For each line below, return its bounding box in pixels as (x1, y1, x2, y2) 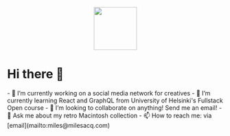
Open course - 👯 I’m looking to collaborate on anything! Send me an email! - (7, 103, 222, 112)
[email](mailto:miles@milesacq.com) (7, 121, 111, 129)
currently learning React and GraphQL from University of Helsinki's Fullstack (7, 96, 223, 104)
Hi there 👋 (7, 67, 64, 82)
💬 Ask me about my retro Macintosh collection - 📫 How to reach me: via (7, 111, 212, 120)
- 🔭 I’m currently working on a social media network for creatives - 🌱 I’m (7, 89, 211, 97)
